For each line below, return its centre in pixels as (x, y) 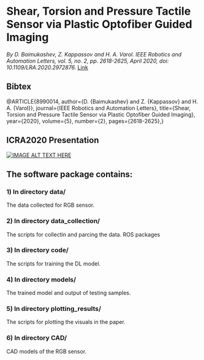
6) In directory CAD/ (37, 338)
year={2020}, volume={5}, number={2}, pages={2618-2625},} (85, 121)
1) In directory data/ (36, 191)
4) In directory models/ (41, 279)
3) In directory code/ (38, 250)
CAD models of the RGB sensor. (47, 351)
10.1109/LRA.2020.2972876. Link (47, 67)
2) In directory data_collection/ (53, 221)
